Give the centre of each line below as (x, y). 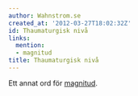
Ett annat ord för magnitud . (53, 83)
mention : (30, 46)
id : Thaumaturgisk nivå (48, 30)
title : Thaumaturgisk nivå (54, 61)
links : (19, 38)
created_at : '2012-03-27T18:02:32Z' (70, 23)
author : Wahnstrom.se (45, 16)
